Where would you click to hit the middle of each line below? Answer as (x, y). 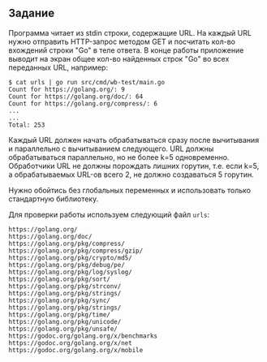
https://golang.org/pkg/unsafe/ (63, 329)
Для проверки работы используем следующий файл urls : (109, 214)
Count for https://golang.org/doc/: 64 (76, 97)
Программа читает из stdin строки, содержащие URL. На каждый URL (130, 32)
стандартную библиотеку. (54, 199)
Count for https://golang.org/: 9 (67, 89)
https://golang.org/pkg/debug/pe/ (67, 265)
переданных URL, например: (58, 67)
